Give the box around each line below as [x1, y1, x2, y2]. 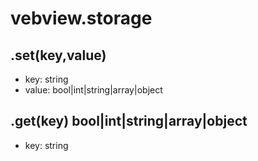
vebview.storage [10, 7, 153, 30]
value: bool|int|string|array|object [24, 84, 163, 96]
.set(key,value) [10, 47, 107, 64]
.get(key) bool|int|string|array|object [10, 113, 248, 130]
